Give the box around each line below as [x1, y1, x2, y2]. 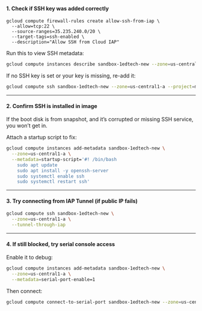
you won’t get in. [6, 122, 48, 129]
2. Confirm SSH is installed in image [6, 102, 97, 109]
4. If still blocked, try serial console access [6, 240, 115, 247]
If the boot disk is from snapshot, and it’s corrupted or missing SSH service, [6, 116, 194, 123]
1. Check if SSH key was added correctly [6, 5, 109, 12]
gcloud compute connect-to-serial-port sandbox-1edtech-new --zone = [6, 299, 182, 305]
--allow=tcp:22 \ [11, 23, 55, 29]
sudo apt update [17, 162, 58, 168]
